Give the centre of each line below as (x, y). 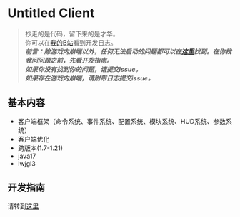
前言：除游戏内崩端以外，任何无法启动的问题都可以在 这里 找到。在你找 (128, 51)
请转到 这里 (23, 206)
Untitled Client (51, 13)
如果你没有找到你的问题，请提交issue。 (83, 69)
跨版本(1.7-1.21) (40, 148)
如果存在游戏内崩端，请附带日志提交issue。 (90, 78)
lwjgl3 (26, 163)
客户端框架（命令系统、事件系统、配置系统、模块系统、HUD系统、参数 (122, 121)
